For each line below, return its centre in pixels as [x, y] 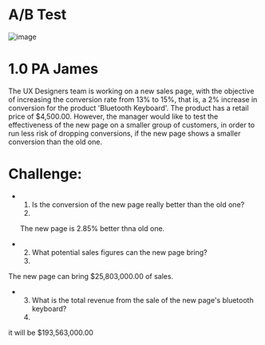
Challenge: [45, 174]
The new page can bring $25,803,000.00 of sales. [91, 276]
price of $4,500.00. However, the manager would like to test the [113, 116]
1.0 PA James [53, 69]
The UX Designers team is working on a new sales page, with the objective [131, 91]
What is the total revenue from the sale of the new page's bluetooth [142, 300]
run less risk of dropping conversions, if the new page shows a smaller [125, 133]
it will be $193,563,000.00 [51, 332]
